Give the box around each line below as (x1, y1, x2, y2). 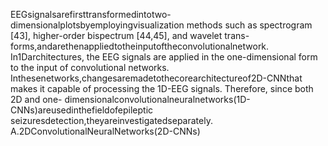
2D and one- (10, 94, 63, 105)
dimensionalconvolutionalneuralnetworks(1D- (64, 94, 251, 105)
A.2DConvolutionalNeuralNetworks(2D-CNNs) (10, 125, 201, 137)
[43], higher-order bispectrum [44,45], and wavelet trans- (10, 30, 250, 41)
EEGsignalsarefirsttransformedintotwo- (10, 9, 172, 20)
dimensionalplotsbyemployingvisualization (10, 19, 185, 31)
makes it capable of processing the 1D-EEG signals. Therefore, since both (10, 83, 314, 94)
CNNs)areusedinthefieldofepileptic (10, 104, 154, 116)
